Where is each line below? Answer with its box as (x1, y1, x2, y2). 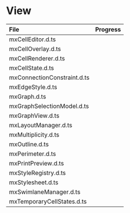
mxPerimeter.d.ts (9, 150, 56, 158)
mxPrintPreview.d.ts (9, 159, 64, 167)
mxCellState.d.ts (9, 63, 54, 72)
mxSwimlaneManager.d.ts (9, 188, 81, 196)
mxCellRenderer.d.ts (9, 54, 66, 62)
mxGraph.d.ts (9, 92, 46, 100)
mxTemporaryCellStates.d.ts (9, 197, 87, 205)
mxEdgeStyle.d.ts (9, 83, 57, 91)
